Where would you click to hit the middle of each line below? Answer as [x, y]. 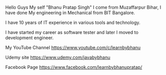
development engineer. [30, 38]
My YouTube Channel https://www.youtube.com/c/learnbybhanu [73, 47]
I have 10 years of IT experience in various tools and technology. [73, 23]
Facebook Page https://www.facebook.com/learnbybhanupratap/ [74, 67]
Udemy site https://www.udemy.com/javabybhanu [58, 57]
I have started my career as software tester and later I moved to [72, 32]
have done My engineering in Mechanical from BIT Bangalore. [70, 13]
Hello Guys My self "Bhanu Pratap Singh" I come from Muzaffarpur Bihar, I [83, 7]
